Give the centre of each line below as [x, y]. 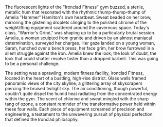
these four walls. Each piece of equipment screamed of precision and [75, 109]
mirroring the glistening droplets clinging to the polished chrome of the [76, 22]
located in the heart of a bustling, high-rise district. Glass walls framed [76, 78]
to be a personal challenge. [32, 63]
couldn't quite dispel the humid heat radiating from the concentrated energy [81, 94]
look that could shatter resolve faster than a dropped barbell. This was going [82, 58]
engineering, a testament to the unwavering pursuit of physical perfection [79, 114]
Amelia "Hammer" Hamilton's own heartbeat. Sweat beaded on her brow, [78, 17]
